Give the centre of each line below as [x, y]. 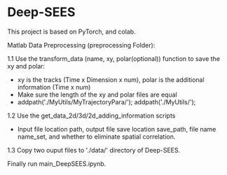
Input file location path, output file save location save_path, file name [117, 129]
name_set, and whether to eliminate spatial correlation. [96, 136]
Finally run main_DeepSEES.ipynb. [57, 163]
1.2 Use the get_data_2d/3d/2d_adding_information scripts [91, 115]
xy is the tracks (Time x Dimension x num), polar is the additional [111, 79]
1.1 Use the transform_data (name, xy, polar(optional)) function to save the [114, 58]
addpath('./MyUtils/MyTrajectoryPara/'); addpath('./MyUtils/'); [106, 101]
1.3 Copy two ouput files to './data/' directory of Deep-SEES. [94, 150]
